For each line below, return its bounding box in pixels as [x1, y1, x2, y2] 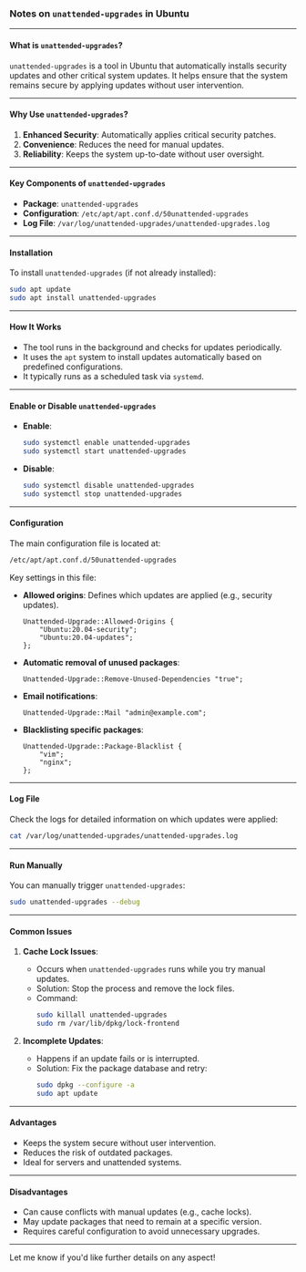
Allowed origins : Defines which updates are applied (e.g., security [22, 589, 273, 600]
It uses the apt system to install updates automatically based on [22, 352, 262, 363]
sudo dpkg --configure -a [36, 1080, 135, 1090]
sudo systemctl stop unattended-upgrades [22, 489, 182, 499]
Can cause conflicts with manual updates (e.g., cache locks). [22, 1206, 252, 1217]
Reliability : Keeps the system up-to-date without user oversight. [22, 149, 265, 160]
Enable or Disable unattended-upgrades [9, 400, 157, 411]
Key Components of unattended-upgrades [9, 178, 166, 189]
